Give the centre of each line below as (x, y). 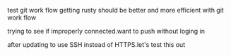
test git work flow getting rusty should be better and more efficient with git (115, 10)
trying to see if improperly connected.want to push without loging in (106, 31)
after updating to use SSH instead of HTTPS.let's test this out (96, 44)
